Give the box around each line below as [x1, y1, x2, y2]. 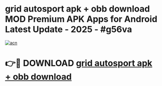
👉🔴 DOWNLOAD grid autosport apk [5, 58, 153, 69]
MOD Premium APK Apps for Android [5, 14, 158, 25]
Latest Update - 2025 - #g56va [5, 24, 132, 35]
